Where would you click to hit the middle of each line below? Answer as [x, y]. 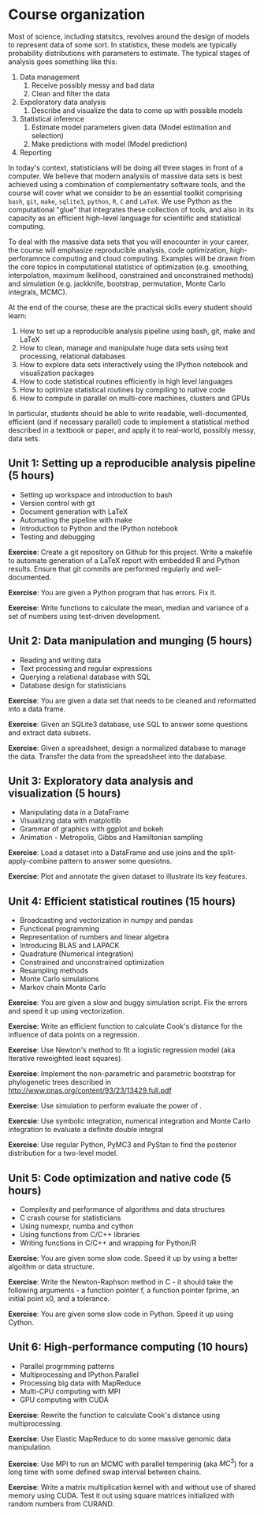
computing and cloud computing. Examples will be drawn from [154, 258]
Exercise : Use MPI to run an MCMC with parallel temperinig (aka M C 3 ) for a [131, 1463]
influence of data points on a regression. [74, 1035]
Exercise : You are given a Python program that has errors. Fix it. [112, 592]
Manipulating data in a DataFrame [74, 812]
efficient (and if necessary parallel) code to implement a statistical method [129, 422]
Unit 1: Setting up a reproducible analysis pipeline [132, 463]
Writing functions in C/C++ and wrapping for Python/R [108, 1243]
